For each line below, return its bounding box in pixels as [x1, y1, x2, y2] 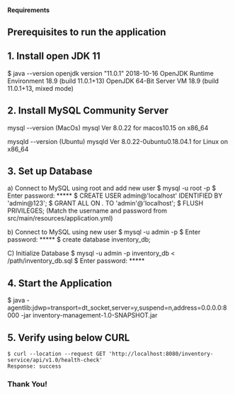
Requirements [7, 6, 50, 14]
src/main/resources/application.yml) [7, 214, 113, 223]
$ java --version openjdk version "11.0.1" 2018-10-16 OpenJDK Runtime [7, 69, 214, 77]
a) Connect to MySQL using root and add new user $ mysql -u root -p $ [7, 184, 217, 193]
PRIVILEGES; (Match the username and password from [7, 206, 168, 215]
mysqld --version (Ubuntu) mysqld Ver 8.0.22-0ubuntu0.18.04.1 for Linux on [7, 137, 229, 145]
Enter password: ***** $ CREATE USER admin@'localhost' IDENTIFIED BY [7, 191, 223, 200]
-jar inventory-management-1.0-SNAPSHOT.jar [21, 311, 158, 320]
